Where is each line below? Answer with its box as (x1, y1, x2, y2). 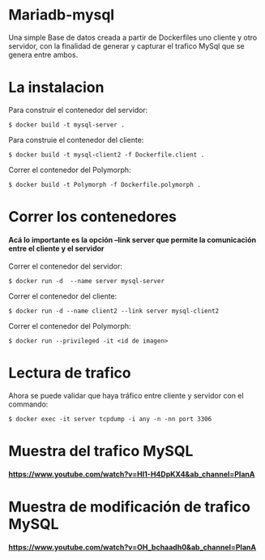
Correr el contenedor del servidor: (8, 261, 123, 271)
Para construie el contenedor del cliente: (8, 135, 144, 144)
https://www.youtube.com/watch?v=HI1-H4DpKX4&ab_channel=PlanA (8, 469, 255, 479)
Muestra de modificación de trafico (8, 498, 251, 516)
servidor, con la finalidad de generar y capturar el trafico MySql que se (8, 41, 245, 50)
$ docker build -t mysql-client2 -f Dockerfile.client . (8, 150, 205, 159)
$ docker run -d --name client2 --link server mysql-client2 (8, 307, 220, 316)
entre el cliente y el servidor (8, 243, 105, 253)
